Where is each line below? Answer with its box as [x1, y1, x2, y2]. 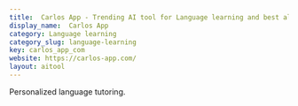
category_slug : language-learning [9, 37, 137, 47]
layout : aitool [9, 63, 66, 72]
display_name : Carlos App [9, 21, 109, 30]
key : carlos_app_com [9, 46, 86, 55]
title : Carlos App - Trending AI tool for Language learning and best [9, 12, 279, 22]
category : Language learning [9, 29, 117, 38]
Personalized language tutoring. [9, 86, 126, 97]
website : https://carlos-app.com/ [9, 54, 137, 63]
